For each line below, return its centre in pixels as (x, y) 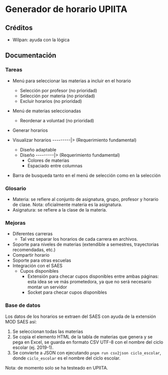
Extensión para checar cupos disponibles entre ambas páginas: (93, 276)
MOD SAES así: (21, 321)
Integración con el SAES (37, 266)
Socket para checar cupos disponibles (67, 292)
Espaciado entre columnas (55, 165)
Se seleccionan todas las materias (48, 331)
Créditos (19, 28)
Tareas (14, 70)
